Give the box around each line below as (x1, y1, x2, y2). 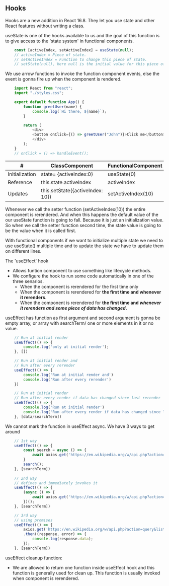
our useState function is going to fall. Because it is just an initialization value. (5, 216, 164, 223)
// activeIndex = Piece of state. (14, 52, 87, 57)
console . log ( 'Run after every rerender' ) (23, 377, 112, 382)
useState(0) (108, 171, 136, 178)
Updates (8, 190, 28, 197)
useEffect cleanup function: (5, 555, 63, 561)
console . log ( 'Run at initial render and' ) (23, 372, 114, 377)
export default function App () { (14, 100, 84, 105)
